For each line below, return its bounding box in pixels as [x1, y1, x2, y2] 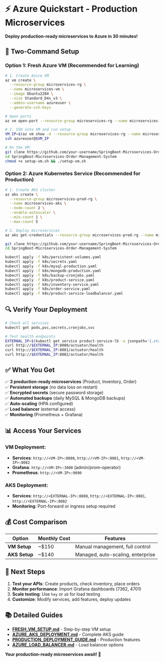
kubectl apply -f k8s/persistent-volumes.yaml [5, 255, 102, 260]
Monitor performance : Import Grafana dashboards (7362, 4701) [12, 586, 142, 592]
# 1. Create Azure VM [5, 73, 49, 78]
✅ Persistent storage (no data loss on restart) [5, 384, 98, 390]
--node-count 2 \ [9, 206, 45, 211]
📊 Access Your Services [5, 427, 82, 435]
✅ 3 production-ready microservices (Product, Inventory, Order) [5, 379, 137, 384]
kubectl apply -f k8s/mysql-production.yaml [5, 264, 97, 269]
